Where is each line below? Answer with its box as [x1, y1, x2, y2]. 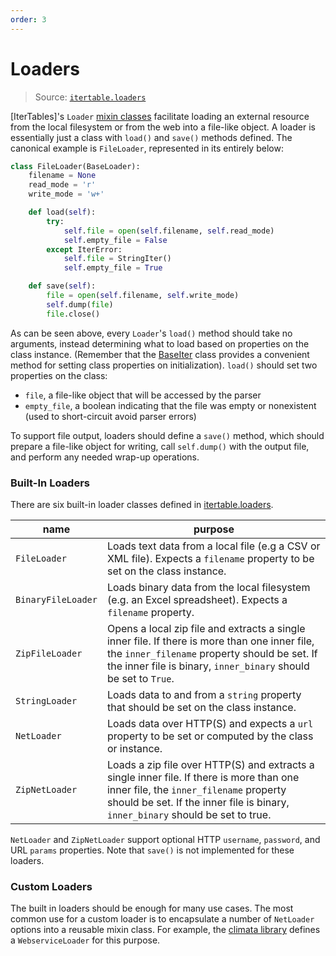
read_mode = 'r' [28, 180, 97, 190]
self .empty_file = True [63, 263, 163, 273]
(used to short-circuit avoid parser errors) [24, 410, 197, 422]
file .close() [46, 309, 101, 319]
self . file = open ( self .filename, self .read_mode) [63, 226, 275, 236]
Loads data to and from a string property [106, 687, 302, 701]
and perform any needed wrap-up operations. [10, 451, 200, 463]
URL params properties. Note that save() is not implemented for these [10, 844, 295, 856]
